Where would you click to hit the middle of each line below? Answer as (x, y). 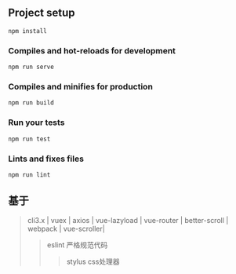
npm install (27, 31)
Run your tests (36, 122)
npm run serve (31, 67)
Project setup (42, 13)
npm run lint (29, 175)
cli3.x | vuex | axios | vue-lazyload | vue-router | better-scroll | (128, 220)
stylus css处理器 (93, 261)
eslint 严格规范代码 (77, 245)
